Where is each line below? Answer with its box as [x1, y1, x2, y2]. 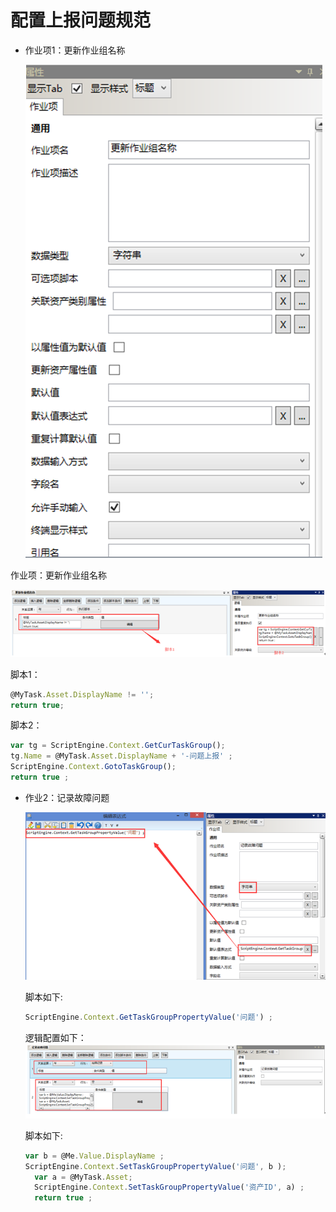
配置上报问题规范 [10, 9, 152, 32]
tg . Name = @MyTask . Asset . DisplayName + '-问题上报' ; [10, 751, 233, 761]
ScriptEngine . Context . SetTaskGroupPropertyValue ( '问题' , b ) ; [24, 1161, 287, 1171]
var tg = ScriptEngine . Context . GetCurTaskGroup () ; [10, 741, 226, 751]
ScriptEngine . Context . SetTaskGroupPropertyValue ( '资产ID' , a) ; [34, 1182, 305, 1193]
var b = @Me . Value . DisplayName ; [24, 1151, 165, 1161]
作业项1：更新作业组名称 [24, 44, 126, 56]
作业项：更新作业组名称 [10, 569, 107, 581]
